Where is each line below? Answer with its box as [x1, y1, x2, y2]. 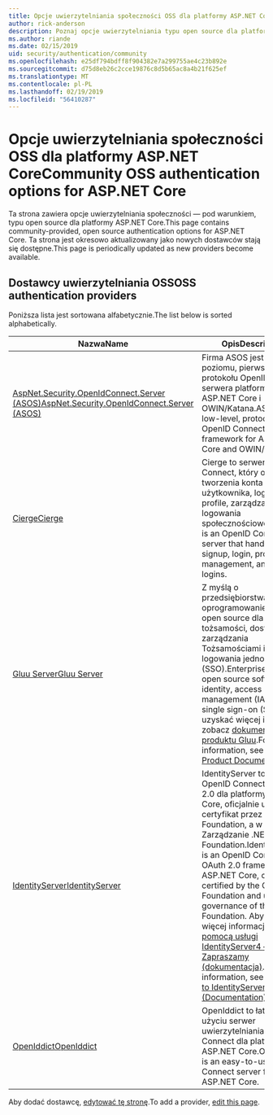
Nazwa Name [77, 339, 128, 349]
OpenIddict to [201, 1005, 254, 1016]
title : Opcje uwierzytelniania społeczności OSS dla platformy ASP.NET [8, 11, 256, 20]
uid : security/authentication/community [8, 50, 148, 58]
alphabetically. [8, 319, 57, 328]
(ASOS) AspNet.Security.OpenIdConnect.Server [12, 398, 194, 409]
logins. [201, 569, 227, 579]
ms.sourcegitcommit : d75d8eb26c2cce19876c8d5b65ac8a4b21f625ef [8, 65, 227, 73]
